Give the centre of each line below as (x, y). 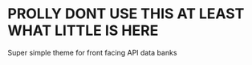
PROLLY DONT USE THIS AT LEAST (126, 14)
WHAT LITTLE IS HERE (83, 31)
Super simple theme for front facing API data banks (92, 52)
